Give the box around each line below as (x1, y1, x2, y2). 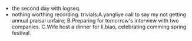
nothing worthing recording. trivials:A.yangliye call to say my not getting (11, 11, 187, 18)
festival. (11, 29, 31, 36)
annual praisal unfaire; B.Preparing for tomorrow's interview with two (11, 17, 179, 24)
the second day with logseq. (11, 5, 81, 12)
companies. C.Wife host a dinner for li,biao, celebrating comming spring (11, 23, 187, 30)
